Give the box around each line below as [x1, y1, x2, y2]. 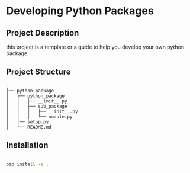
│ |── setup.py [6, 118, 49, 125]
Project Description [6, 28, 79, 38]
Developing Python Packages [6, 4, 154, 18]
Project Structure [6, 67, 71, 77]
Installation [6, 140, 49, 150]
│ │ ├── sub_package [6, 103, 67, 109]
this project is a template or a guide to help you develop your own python [6, 43, 185, 50]
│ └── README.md [6, 124, 51, 130]
